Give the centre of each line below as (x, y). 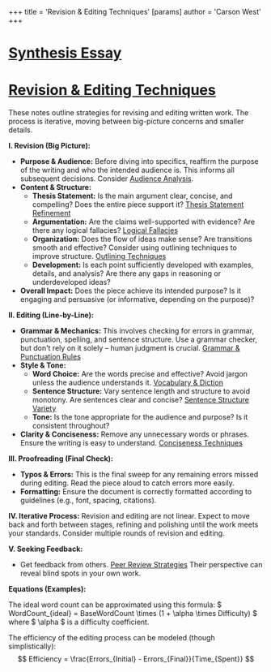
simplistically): (32, 646)
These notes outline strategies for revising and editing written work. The (129, 113)
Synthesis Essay (65, 53)
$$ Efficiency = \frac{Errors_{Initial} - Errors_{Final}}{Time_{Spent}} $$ (136, 659)
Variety (44, 408)
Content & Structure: (55, 187)
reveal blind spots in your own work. (80, 573)
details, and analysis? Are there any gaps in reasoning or (126, 274)
